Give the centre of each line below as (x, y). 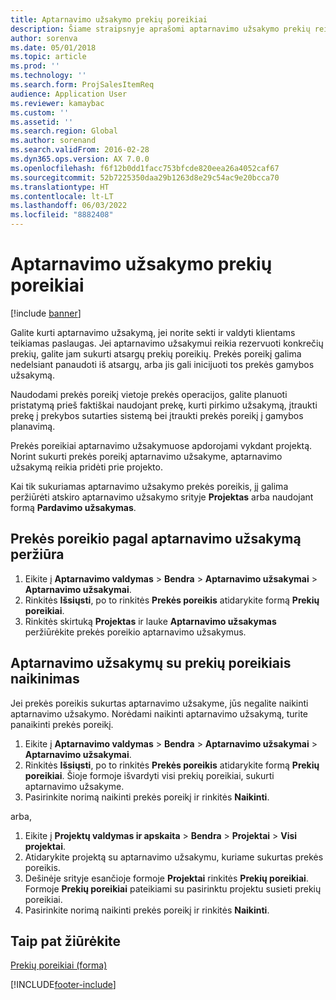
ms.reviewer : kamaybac (57, 103)
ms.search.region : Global (64, 131)
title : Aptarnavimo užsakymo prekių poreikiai (109, 19)
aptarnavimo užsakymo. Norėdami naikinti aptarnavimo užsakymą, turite (159, 713)
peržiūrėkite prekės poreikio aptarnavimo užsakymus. (135, 632)
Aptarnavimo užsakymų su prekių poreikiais (151, 663)
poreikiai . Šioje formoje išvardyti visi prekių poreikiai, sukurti (149, 775)
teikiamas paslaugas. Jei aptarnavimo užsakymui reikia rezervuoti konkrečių (167, 343)
